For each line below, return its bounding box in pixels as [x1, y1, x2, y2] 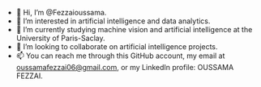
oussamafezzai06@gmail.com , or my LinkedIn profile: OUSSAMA [15, 63, 234, 72]
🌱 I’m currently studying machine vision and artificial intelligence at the [15, 25, 253, 34]
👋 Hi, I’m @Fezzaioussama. [15, 8, 107, 17]
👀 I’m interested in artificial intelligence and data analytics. [15, 16, 211, 26]
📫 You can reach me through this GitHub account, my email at [15, 51, 225, 60]
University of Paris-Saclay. [15, 33, 105, 43]
